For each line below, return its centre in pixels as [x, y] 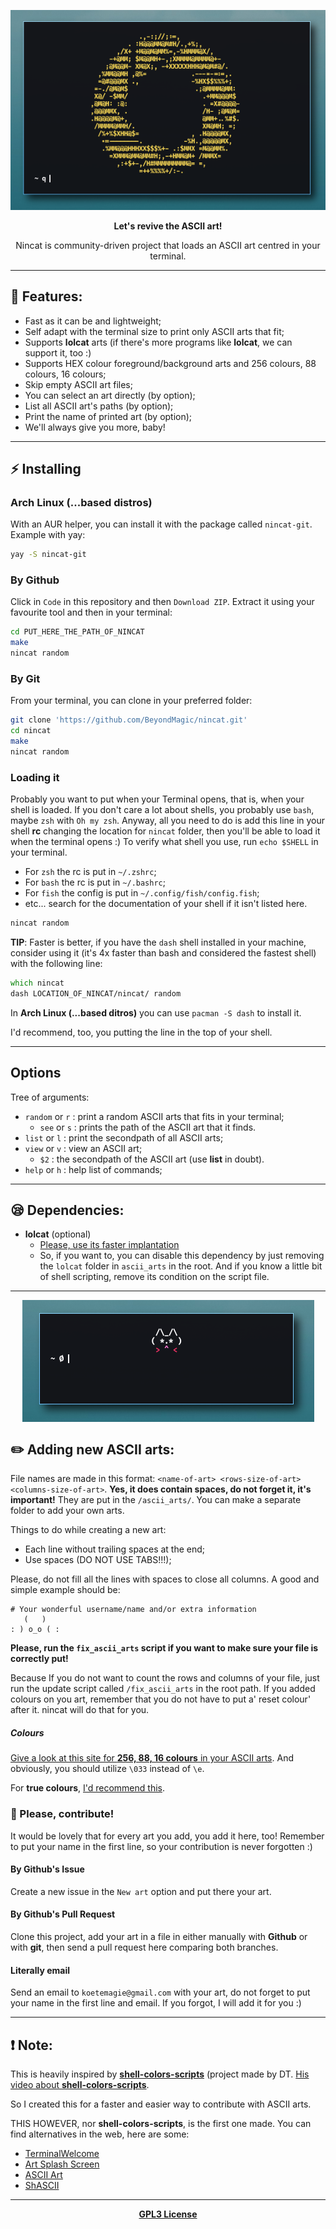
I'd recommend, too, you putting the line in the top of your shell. [141, 1032]
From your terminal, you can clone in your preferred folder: [131, 701]
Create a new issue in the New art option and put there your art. [141, 1891]
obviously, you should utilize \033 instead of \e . [107, 1769]
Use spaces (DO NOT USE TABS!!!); [98, 1560]
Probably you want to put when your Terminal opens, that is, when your [157, 799]
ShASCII [42, 2185]
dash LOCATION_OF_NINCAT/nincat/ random [96, 993]
